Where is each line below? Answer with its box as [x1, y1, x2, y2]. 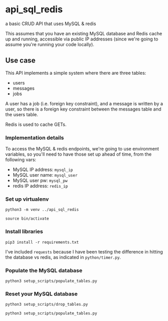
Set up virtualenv [5, 196, 49, 203]
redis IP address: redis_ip [12, 183, 68, 189]
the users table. [5, 111, 38, 117]
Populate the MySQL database [5, 267, 83, 274]
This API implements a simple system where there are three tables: [5, 70, 146, 76]
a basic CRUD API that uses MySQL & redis [5, 20, 96, 27]
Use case [5, 56, 36, 65]
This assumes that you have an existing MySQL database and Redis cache [5, 30, 162, 36]
